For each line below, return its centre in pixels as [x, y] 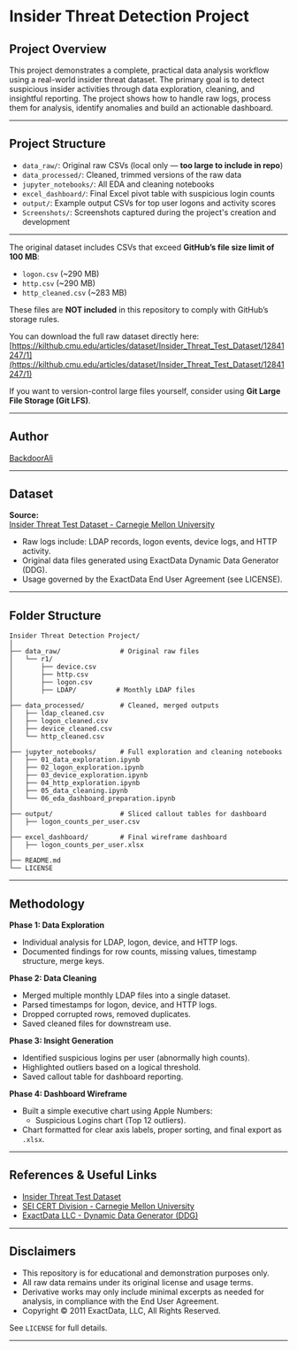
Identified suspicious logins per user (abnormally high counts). [136, 1058]
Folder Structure [55, 616]
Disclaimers [43, 1251]
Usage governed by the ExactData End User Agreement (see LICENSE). [152, 579]
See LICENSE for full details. [58, 1327]
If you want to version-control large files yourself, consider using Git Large [145, 390]
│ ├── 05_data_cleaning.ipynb [69, 791]
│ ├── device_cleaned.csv [61, 729]
